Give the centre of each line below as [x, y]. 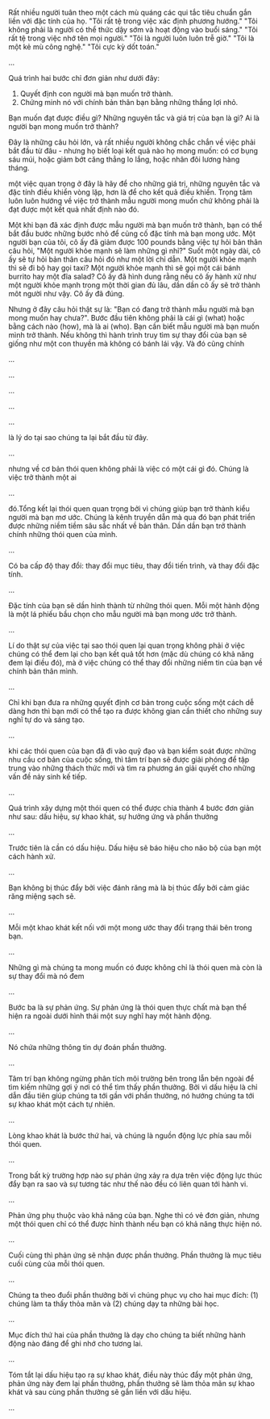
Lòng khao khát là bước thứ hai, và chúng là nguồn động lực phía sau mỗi [130, 1136]
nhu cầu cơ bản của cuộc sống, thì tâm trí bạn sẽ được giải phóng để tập [129, 760]
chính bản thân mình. [44, 671]
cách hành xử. [32, 856]
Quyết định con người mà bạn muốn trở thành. [96, 94]
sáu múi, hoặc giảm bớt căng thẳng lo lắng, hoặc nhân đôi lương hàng [124, 159]
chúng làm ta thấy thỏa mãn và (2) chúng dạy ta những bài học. [114, 1304]
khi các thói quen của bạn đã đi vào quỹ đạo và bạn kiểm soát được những [132, 751]
